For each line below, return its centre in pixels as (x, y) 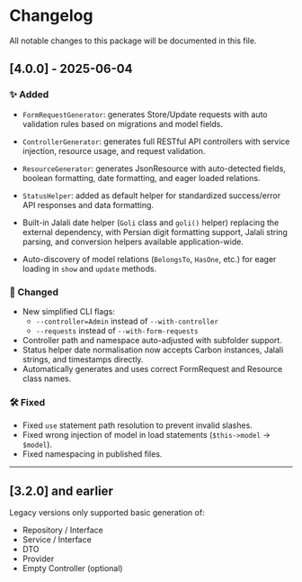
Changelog (51, 16)
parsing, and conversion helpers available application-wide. (133, 241)
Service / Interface (57, 540)
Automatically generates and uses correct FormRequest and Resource (152, 368)
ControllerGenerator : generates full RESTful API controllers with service (156, 141)
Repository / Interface (62, 530)
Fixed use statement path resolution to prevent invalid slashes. (138, 425)
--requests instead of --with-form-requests (117, 331)
